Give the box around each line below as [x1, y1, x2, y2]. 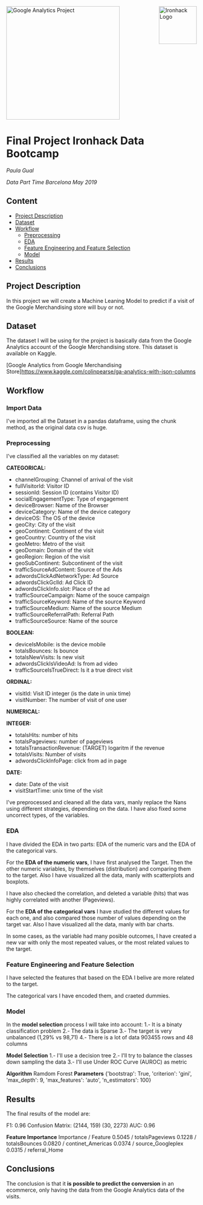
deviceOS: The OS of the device [14, 515, 95, 522]
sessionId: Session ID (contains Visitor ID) [14, 489, 120, 496]
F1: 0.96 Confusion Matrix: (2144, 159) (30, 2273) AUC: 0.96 [6, 1122, 155, 1129]
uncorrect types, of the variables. [6, 811, 89, 819]
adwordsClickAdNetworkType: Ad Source [14, 573, 119, 580]
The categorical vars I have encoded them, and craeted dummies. [6, 992, 170, 999]
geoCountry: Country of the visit [14, 534, 96, 541]
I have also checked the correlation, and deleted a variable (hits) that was [6, 889, 189, 897]
